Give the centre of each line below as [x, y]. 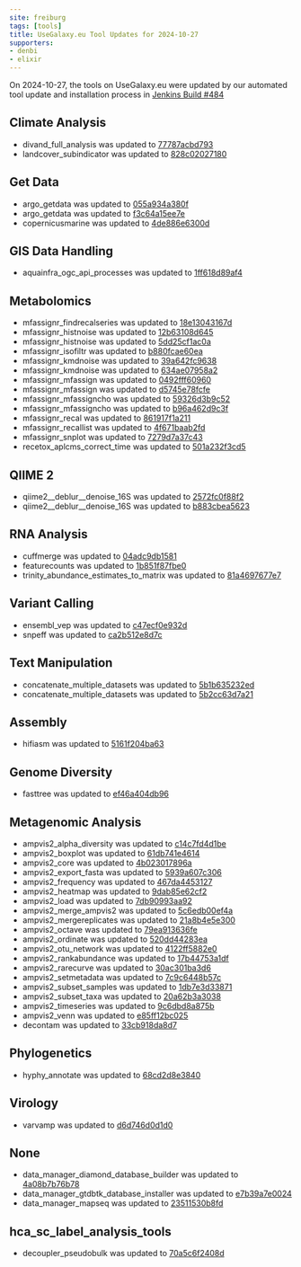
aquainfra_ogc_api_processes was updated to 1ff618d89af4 [132, 273]
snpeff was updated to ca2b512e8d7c [93, 634]
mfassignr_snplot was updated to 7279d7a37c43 [113, 438]
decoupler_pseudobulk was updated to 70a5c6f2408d [123, 1254]
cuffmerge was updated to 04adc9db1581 [99, 556]
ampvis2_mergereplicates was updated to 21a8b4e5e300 [129, 920]
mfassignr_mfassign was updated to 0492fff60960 [117, 380]
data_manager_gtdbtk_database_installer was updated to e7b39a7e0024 [157, 1194]
